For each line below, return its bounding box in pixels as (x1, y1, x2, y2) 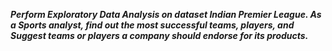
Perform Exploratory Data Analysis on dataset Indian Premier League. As (10, 9, 322, 20)
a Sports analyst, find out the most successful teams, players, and (10, 19, 295, 31)
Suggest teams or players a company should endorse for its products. (10, 30, 309, 41)
